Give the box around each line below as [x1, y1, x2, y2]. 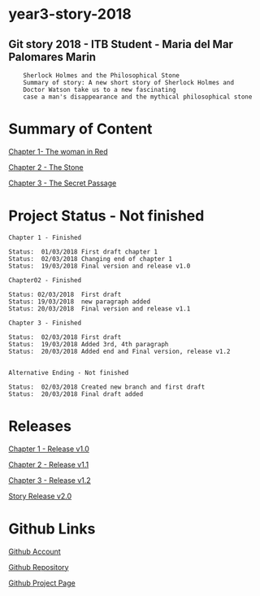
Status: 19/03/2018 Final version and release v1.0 [8, 262, 191, 270]
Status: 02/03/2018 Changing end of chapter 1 [8, 254, 173, 263]
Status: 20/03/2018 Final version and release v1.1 [8, 304, 191, 313]
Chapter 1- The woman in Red [8, 146, 108, 156]
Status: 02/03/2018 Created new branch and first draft [8, 383, 206, 391]
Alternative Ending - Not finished [8, 368, 129, 376]
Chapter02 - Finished [8, 276, 82, 285]
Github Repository [8, 562, 69, 572]
